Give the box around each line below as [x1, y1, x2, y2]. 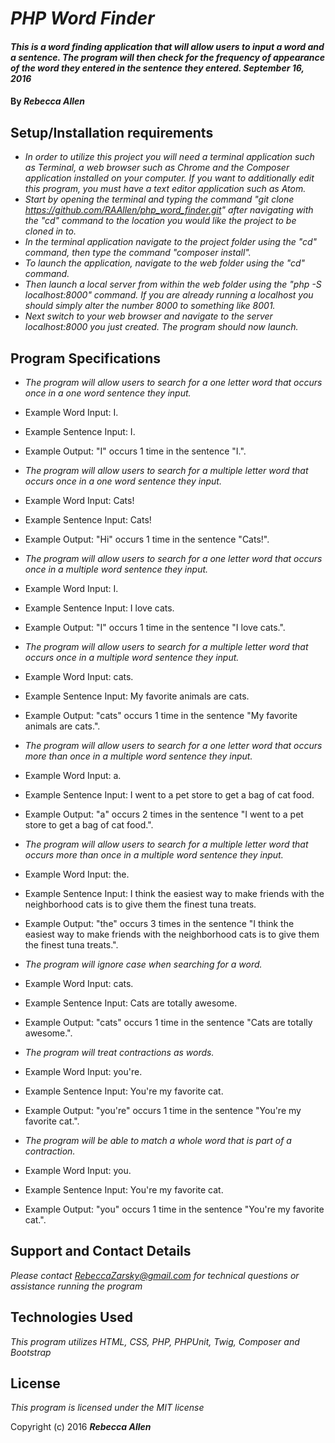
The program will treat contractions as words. [24, 1047, 215, 1058]
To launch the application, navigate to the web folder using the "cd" [24, 257, 306, 269]
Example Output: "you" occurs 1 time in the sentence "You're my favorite [24, 1203, 325, 1215]
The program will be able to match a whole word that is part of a [24, 1135, 292, 1146]
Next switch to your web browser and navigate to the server [24, 310, 273, 322]
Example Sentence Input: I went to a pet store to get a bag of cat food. [24, 789, 315, 801]
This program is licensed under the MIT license [10, 1402, 205, 1414]
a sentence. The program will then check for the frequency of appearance [10, 51, 325, 63]
